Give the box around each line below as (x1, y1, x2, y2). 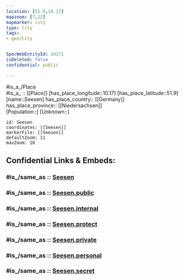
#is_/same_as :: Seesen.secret (6, 267, 95, 275)
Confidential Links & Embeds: (6, 156, 116, 166)
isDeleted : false (6, 57, 48, 62)
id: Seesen (6, 119, 33, 125)
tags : (6, 30, 19, 36)
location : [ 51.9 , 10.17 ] (6, 8, 64, 15)
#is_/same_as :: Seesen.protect (6, 220, 98, 228)
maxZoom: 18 (6, 139, 35, 146)
